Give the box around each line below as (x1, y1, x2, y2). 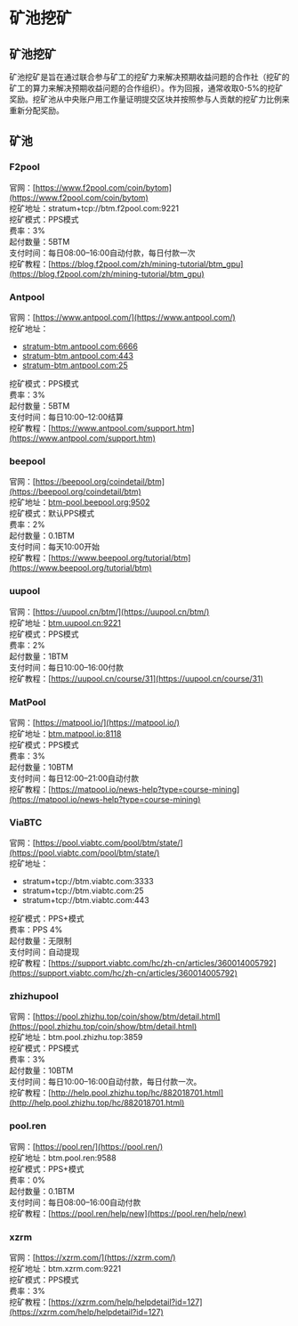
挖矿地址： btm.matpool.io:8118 (9, 728, 122, 739)
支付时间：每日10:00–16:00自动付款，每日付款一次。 (9, 1077, 202, 1087)
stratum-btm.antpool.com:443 (21, 350, 133, 361)
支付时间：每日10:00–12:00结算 (9, 411, 125, 422)
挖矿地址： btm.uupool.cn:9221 (9, 617, 122, 628)
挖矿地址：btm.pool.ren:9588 (9, 1152, 117, 1163)
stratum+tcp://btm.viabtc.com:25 (21, 885, 144, 896)
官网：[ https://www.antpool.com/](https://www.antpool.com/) (9, 312, 236, 322)
